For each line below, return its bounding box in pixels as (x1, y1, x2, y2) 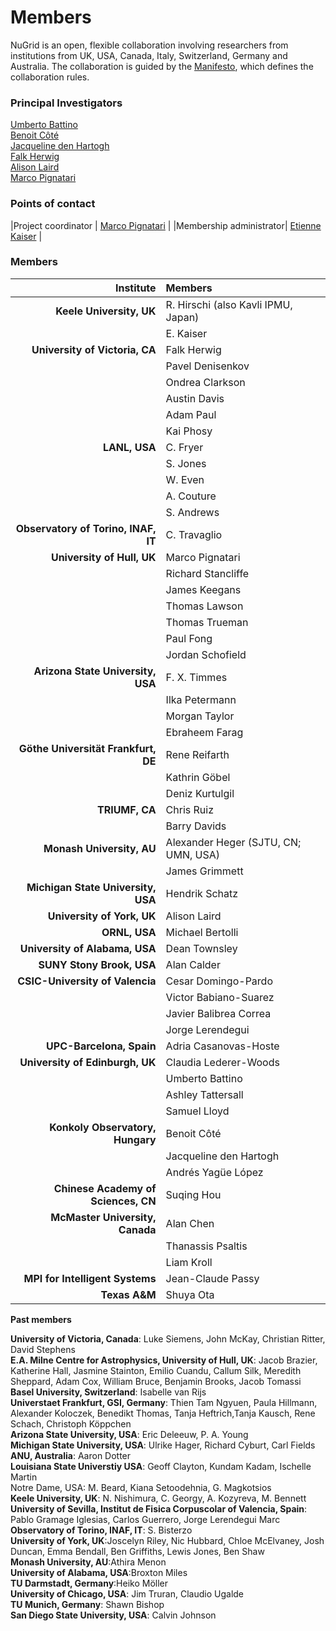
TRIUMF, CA (96, 802, 157, 816)
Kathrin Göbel (165, 770, 231, 784)
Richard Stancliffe (165, 566, 250, 580)
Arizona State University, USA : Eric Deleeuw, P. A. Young (10, 1428, 249, 1440)
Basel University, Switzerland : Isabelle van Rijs (10, 1386, 207, 1398)
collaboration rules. (10, 71, 90, 83)
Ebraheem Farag (165, 725, 244, 739)
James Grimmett (165, 864, 244, 878)
